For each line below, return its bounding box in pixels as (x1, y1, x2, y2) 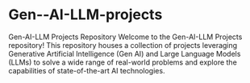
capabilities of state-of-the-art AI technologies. (8, 65, 165, 75)
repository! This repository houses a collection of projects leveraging (8, 40, 238, 49)
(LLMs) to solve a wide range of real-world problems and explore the (8, 57, 238, 67)
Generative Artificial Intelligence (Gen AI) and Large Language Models (8, 49, 241, 58)
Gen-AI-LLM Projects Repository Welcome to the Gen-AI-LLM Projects (8, 32, 243, 41)
